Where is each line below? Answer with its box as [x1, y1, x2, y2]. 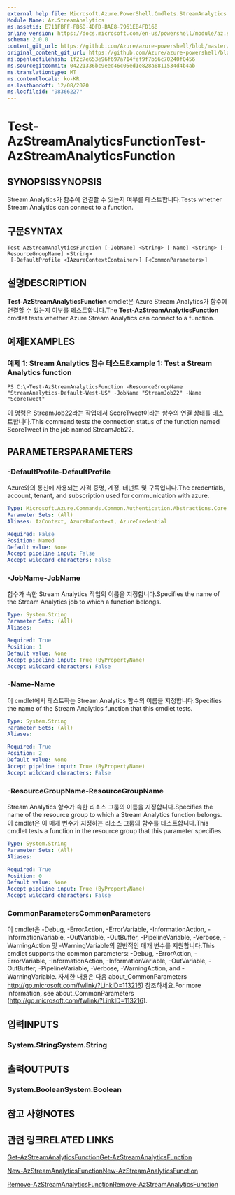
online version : [7, 29, 55, 37]
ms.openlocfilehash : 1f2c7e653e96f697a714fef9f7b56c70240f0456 [7, 56, 196, 63]
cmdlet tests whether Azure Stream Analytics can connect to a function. [7, 313, 215, 322]
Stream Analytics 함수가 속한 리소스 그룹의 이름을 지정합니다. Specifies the [7, 802, 213, 812]
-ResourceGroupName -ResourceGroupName [7, 786, 164, 796]
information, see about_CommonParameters [7, 989, 134, 998]
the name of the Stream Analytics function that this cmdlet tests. [7, 704, 193, 712]
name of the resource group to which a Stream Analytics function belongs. [7, 811, 222, 819]
